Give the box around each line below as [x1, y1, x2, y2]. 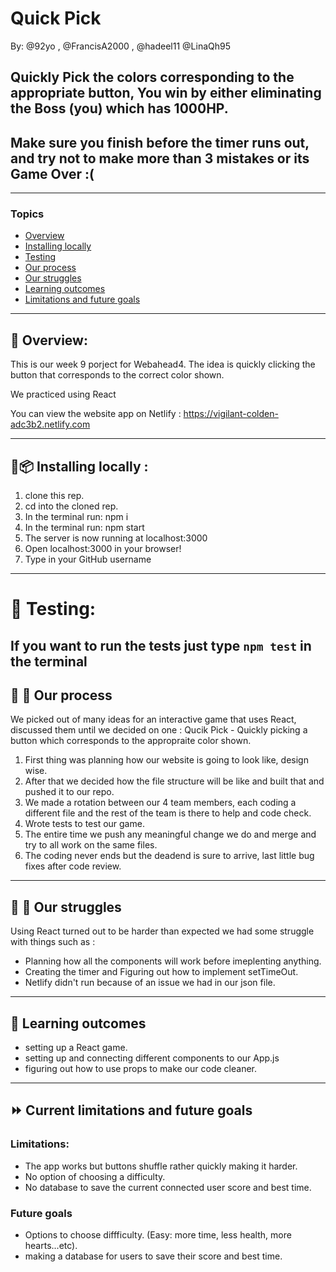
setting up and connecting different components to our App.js [24, 1052, 280, 1064]
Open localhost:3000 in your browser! [24, 543, 182, 555]
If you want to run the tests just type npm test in [10, 637, 312, 654]
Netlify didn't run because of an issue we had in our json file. [24, 977, 276, 989]
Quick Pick [10, 7, 102, 30]
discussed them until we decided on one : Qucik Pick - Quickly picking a [10, 724, 308, 736]
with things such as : [10, 936, 96, 948]
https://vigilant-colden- [183, 408, 279, 420]
